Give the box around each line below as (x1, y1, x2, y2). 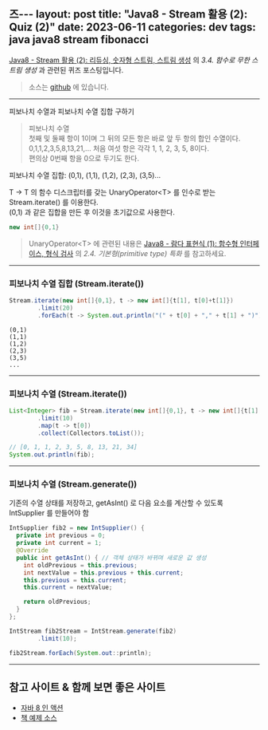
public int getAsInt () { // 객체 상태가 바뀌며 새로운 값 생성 (16, 554, 207, 562)
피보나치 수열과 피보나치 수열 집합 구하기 (9, 106, 134, 116)
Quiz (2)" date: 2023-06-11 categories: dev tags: (9, 21, 257, 34)
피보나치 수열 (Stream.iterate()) (9, 388, 128, 399)
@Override (16, 547, 49, 554)
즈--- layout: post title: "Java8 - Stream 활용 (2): (9, 7, 248, 22)
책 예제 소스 (20, 713, 58, 723)
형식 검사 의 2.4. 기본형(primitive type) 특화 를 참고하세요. (45, 248, 227, 258)
